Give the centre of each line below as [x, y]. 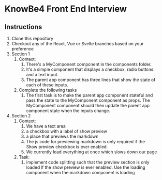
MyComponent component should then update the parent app [88, 106]
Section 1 [21, 54]
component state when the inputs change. [68, 111]
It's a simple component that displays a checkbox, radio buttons [90, 69]
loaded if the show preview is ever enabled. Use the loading [86, 167]
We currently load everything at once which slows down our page [91, 152]
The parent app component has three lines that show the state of [91, 80]
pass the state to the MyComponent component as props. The [88, 100]
